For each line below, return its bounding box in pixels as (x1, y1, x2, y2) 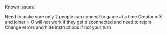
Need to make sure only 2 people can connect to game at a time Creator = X (5, 14, 162, 19)
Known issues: (5, 4, 35, 10)
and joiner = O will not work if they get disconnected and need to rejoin (5, 19, 151, 25)
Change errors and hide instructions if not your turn (5, 24, 111, 30)
